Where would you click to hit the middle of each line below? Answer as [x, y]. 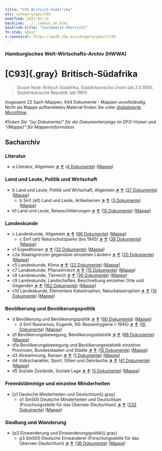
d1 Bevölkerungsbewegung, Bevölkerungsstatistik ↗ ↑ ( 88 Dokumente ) [83, 335]
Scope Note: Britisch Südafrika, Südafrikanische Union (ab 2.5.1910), [85, 87]
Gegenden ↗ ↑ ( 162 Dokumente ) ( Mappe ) [54, 286]
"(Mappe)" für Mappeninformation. [40, 127]
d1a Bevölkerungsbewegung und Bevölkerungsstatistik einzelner [76, 345]
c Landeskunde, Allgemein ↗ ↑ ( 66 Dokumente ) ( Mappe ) [69, 234]
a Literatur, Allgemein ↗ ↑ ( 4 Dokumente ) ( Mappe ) [63, 167]
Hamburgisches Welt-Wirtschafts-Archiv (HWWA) [66, 54]
